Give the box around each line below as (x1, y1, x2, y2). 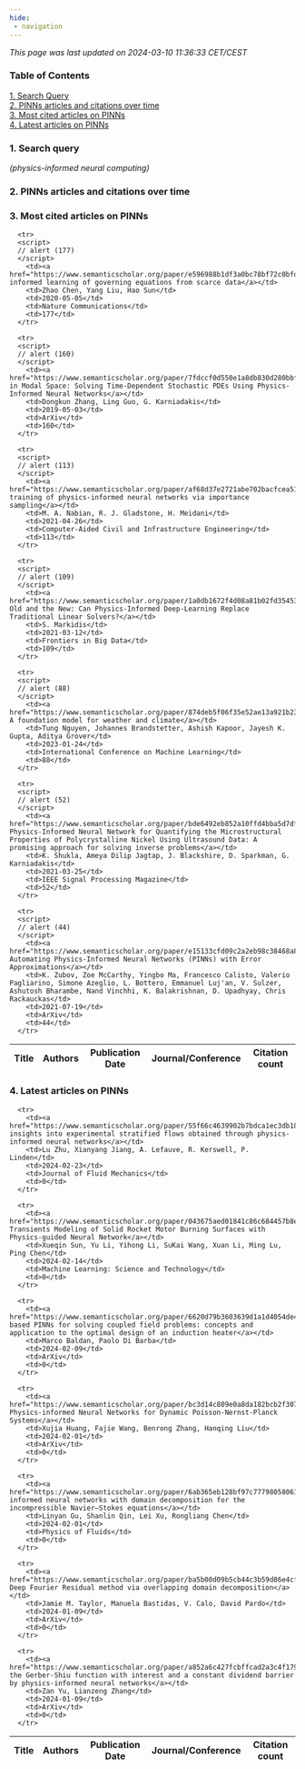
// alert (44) (17, 923, 71, 933)
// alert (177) (17, 247, 75, 256)
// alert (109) (17, 572, 75, 582)
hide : (9, 13, 30, 23)
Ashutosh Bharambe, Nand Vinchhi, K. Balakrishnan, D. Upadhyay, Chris (9, 986, 286, 996)
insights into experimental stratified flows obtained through (9, 1129, 254, 1138)
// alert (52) (17, 795, 71, 805)
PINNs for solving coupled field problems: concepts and (33, 1320, 254, 1329)
